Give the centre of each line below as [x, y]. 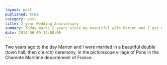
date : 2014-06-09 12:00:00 [33, 33]
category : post [21, 19]
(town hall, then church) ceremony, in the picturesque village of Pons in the [82, 52]
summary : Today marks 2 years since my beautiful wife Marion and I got [82, 28]
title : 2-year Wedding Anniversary [42, 24]
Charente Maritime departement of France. [49, 57]
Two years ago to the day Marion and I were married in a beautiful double [80, 47]
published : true [22, 14]
